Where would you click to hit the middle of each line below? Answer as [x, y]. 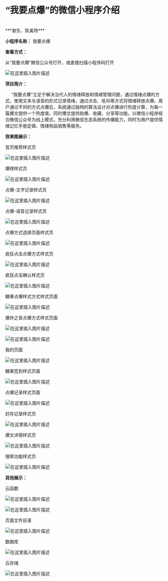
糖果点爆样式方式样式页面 [31, 296]
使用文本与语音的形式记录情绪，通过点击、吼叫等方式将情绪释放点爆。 [86, 100]
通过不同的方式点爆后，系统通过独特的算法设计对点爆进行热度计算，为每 [84, 107]
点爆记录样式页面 [23, 392]
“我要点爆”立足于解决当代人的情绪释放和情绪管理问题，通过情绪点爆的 [83, 94]
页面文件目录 [18, 520]
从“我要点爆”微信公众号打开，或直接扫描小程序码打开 [60, 62]
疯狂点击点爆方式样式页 [29, 253]
